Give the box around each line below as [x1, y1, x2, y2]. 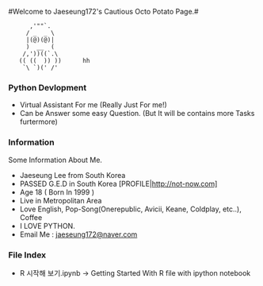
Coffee [19, 212, 43, 222]
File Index [8, 249, 47, 261]
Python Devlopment [8, 82, 87, 93]
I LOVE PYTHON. [19, 221, 75, 230]
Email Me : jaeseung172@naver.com [19, 230, 138, 239]
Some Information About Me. [8, 155, 103, 164]
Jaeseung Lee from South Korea [19, 170, 126, 180]
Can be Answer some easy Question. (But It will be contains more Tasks [19, 109, 255, 118]
